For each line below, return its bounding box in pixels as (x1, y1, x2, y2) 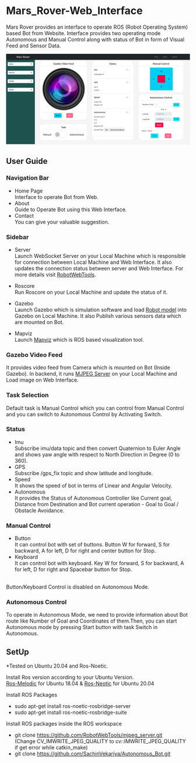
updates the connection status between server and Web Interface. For (14, 264, 184, 271)
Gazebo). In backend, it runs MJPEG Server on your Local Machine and (6, 370, 177, 377)
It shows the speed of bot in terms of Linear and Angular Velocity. (14, 482, 173, 489)
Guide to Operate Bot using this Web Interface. (14, 206, 127, 213)
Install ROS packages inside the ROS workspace (6, 720, 123, 727)
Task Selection (6, 391, 49, 399)
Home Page (14, 187, 43, 194)
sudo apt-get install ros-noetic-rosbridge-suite (14, 709, 127, 716)
